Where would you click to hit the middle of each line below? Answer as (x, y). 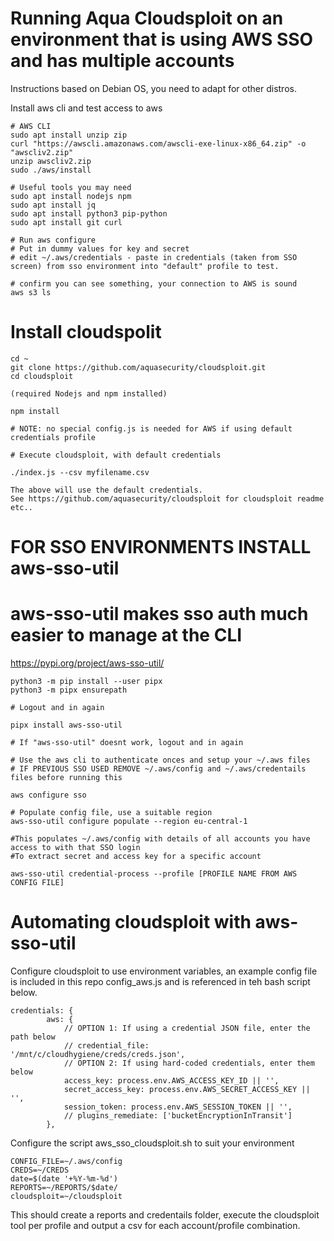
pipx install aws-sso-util (66, 725)
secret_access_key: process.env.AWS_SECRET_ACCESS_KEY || (187, 1089)
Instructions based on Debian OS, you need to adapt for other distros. (153, 88)
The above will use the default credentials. (106, 490)
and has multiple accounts (122, 61)
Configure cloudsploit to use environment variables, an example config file (164, 971)
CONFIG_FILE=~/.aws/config (66, 1161)
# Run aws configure (53, 240)
